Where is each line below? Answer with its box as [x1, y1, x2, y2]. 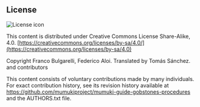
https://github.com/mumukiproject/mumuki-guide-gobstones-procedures [6, 88, 190, 96]
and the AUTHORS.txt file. [6, 94, 72, 102]
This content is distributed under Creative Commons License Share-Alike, [6, 33, 190, 40]
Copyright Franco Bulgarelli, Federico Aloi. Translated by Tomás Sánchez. [6, 57, 191, 64]
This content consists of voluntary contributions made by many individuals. [6, 75, 195, 82]
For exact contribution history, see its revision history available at [6, 82, 169, 89]
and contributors [6, 63, 49, 71]
